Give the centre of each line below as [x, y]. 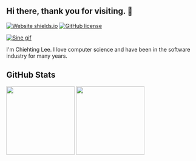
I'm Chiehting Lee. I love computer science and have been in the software [98, 49]
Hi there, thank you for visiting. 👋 [69, 11]
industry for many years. [37, 56]
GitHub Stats [31, 75]
